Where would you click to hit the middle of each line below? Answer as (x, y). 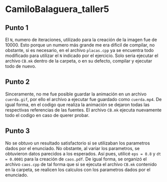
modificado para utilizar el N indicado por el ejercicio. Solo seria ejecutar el (82, 55)
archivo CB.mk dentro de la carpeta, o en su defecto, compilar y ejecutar (79, 61)
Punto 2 (17, 82)
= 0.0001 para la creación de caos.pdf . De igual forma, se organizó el (76, 159)
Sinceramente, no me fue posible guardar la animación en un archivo (76, 94)
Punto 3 (17, 131)
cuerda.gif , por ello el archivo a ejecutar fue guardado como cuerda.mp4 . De (83, 99)
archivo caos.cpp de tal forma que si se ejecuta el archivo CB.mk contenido (81, 164)
